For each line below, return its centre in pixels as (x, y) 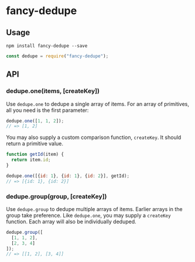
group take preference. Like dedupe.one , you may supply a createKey (88, 215)
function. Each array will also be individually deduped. (71, 222)
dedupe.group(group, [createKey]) (57, 196)
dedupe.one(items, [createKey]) (53, 91)
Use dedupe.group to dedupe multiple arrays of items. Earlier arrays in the (94, 209)
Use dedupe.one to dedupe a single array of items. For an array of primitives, (97, 104)
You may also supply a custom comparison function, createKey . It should (94, 137)
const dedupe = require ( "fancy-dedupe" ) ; (57, 56)
